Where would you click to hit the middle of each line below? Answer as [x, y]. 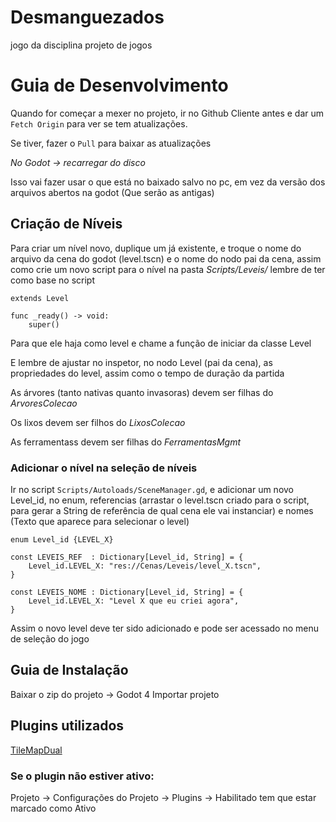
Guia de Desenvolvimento [119, 85]
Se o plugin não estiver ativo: [82, 776]
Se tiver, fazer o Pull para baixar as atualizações [111, 143]
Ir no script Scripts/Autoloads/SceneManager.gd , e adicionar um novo [152, 489]
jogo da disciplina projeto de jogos [81, 45]
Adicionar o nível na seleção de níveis [104, 468]
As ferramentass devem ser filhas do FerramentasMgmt [126, 442]
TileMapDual [36, 750]
